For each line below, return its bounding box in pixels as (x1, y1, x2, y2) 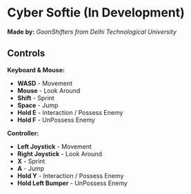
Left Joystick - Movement (17, 142, 92, 151)
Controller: (7, 129, 39, 137)
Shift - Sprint (17, 94, 55, 102)
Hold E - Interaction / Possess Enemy (17, 108, 123, 116)
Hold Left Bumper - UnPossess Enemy (17, 179, 128, 187)
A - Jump (17, 164, 45, 173)
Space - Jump (17, 101, 59, 109)
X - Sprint (17, 157, 46, 165)
